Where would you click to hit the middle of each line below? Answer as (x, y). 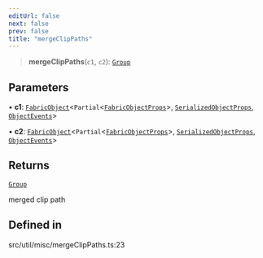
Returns (29, 166)
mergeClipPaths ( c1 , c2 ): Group (79, 62)
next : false (28, 24)
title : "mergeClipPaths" (50, 39)
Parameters (39, 87)
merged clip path (37, 199)
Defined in (35, 225)
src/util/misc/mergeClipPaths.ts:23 (67, 244)
